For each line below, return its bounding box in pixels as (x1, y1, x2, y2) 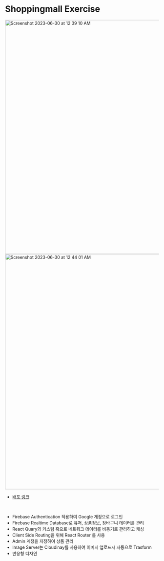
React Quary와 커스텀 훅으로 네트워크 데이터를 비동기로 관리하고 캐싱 (12, 526, 144, 532)
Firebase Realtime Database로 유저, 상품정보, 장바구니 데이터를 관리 (12, 520, 144, 526)
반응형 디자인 (12, 550, 38, 556)
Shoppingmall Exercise (5, 3, 101, 15)
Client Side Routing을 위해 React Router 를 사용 (12, 532, 105, 538)
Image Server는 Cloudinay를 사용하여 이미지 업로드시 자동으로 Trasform (12, 544, 152, 550)
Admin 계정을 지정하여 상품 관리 (12, 538, 74, 544)
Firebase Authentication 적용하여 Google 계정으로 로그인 (12, 514, 123, 519)
